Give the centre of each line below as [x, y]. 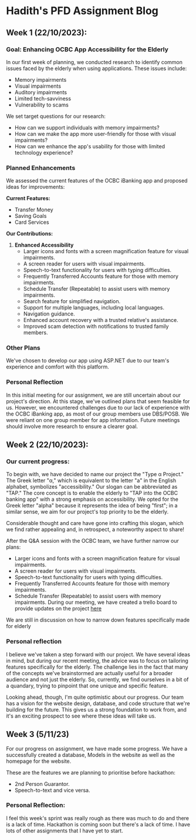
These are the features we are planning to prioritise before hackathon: [91, 772]
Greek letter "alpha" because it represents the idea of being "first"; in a [92, 506]
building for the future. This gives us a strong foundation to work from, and [96, 709]
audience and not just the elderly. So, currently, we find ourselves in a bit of [97, 679]
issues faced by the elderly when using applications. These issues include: [97, 68]
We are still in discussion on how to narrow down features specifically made [98, 620]
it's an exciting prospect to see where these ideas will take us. [81, 716]
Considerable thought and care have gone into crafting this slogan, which [95, 523]
